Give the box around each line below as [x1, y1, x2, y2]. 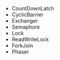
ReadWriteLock [11, 36, 49, 43]
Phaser [11, 48, 29, 55]
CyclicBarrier [11, 11, 44, 18]
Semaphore [11, 23, 40, 30]
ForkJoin [11, 42, 34, 49]
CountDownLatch [11, 5, 55, 12]
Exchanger [11, 17, 38, 24]
